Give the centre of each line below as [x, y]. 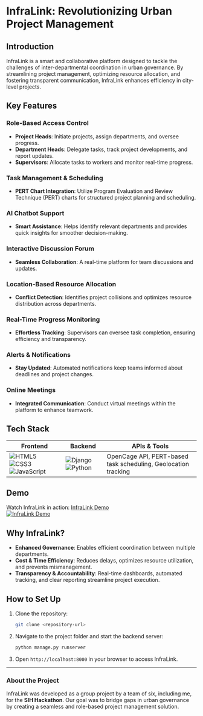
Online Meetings [31, 390]
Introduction [30, 46]
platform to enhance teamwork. [54, 410]
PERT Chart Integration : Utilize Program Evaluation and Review [94, 191]
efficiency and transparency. [50, 339]
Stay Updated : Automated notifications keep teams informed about [99, 368]
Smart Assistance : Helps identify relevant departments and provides [101, 226]
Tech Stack [28, 429]
